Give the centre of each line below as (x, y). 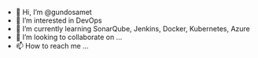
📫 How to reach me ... (52, 46)
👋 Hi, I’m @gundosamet (53, 12)
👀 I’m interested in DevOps (59, 20)
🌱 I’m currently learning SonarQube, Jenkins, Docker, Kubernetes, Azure (133, 29)
